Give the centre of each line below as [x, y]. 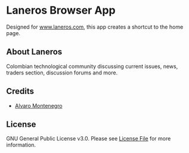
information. [21, 145]
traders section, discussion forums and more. [62, 73]
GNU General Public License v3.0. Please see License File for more [89, 139]
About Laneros [34, 52]
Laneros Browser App [61, 10]
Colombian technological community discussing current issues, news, [92, 66]
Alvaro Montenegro [38, 105]
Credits [20, 91]
